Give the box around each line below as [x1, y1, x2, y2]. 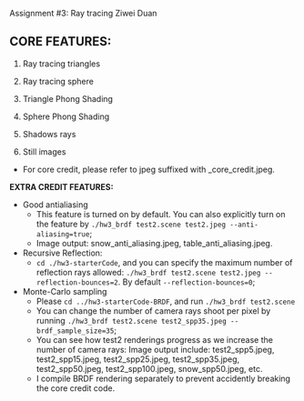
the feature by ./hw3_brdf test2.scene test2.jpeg [35, 218, 226, 229]
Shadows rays [22, 128, 76, 139]
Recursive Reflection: [22, 247, 103, 258]
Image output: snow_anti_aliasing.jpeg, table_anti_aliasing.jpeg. [35, 237, 273, 248]
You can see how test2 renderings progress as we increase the [35, 334, 273, 345]
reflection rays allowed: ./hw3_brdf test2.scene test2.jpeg [35, 266, 261, 277]
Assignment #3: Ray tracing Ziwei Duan [9, 8, 157, 18]
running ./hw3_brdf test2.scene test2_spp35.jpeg [35, 315, 228, 326]
